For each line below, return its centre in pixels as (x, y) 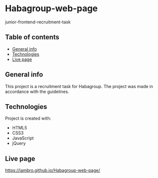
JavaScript (23, 138)
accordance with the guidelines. (37, 91)
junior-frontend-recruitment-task (38, 22)
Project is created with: (28, 118)
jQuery (19, 143)
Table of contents (32, 37)
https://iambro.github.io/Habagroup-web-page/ (53, 170)
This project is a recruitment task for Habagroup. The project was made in (79, 86)
